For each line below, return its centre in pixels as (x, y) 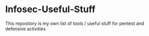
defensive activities (26, 28)
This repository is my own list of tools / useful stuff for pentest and (75, 23)
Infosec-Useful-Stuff (50, 9)
